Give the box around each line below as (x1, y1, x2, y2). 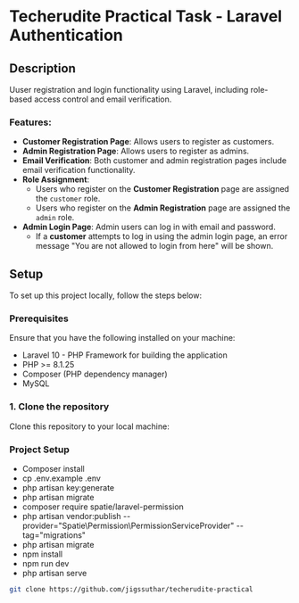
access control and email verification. (34, 94, 172, 104)
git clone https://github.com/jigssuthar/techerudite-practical (9, 585, 253, 594)
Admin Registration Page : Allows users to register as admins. (21, 145, 250, 157)
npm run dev (21, 558, 70, 568)
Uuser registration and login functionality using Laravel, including (9, 85, 249, 95)
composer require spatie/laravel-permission (21, 501, 185, 512)
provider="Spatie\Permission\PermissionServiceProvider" (21, 520, 235, 531)
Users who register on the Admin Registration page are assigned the (35, 202, 291, 213)
